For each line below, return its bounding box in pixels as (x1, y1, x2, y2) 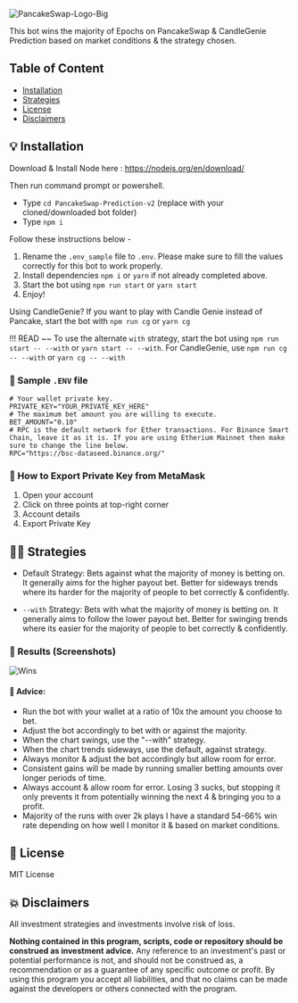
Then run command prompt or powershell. (9, 179, 165, 191)
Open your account (21, 490, 94, 501)
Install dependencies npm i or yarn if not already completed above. (21, 269, 268, 280)
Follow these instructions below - (9, 233, 132, 245)
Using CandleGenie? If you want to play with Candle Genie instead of (9, 306, 263, 317)
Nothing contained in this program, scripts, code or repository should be (9, 936, 284, 947)
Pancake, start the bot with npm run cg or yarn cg (9, 315, 190, 326)
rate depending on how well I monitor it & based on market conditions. (21, 819, 280, 830)
